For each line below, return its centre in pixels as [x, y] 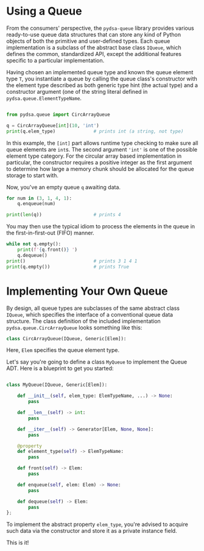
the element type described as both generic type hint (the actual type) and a [102, 85]
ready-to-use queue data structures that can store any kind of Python [94, 34]
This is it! [18, 542]
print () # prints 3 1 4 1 [72, 261]
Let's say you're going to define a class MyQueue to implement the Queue [97, 362]
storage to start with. [33, 175]
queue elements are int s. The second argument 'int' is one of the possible [102, 149]
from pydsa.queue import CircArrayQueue [58, 114]
